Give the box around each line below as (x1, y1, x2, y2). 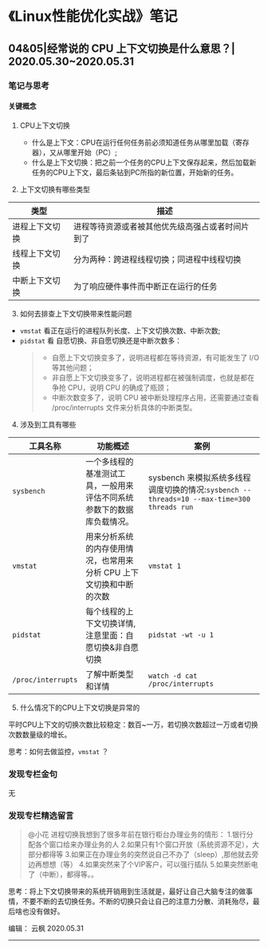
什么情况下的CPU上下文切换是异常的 (19, 702, 140, 712)
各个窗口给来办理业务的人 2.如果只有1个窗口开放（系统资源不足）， (34, 840, 253, 849)
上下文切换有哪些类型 (19, 185, 90, 194)
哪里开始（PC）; (63, 147, 117, 157)
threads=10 (148, 494, 190, 503)
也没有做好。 (22, 907, 65, 916)
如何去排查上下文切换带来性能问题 (19, 308, 132, 318)
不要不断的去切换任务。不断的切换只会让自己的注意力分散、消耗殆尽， (22, 896, 253, 907)
